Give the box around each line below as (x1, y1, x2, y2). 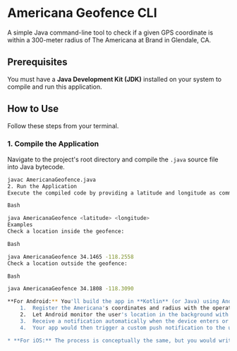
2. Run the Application (7, 183, 78, 190)
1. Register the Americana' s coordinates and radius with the (20, 304, 210, 312)
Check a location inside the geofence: (7, 228, 125, 235)
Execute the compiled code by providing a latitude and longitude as (7, 189, 217, 197)
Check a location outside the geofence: (7, 259, 128, 267)
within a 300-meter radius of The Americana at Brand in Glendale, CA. (7, 35, 212, 44)
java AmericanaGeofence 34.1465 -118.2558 (7, 253, 134, 260)
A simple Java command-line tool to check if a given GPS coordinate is (7, 28, 214, 37)
